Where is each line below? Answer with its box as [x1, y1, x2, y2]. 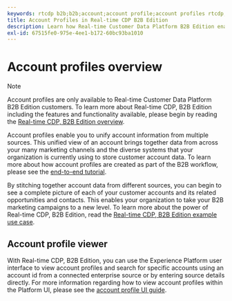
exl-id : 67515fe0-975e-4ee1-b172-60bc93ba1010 [7, 29, 144, 37]
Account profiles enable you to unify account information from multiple [7, 131, 209, 139]
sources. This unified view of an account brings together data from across [7, 138, 219, 147]
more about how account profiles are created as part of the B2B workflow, [7, 161, 219, 169]
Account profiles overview [7, 60, 163, 75]
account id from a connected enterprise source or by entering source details [7, 271, 225, 279]
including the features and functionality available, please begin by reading [7, 110, 217, 118]
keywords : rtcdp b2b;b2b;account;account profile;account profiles [7, 10, 206, 17]
